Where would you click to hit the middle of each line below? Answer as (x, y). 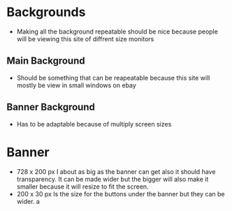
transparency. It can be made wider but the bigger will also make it (113, 179)
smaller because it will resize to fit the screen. (82, 187)
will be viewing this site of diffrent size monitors (85, 38)
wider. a (28, 201)
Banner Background (51, 107)
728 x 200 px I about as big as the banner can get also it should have (116, 171)
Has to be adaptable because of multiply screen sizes (94, 124)
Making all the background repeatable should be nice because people (117, 31)
